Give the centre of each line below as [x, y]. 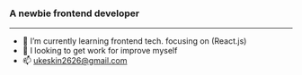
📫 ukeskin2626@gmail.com [75, 61]
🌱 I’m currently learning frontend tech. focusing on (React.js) [134, 41]
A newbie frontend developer [75, 13]
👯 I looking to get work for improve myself [100, 51]
